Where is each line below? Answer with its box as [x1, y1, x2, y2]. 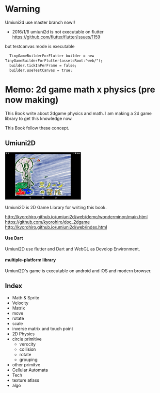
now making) [5, 95, 59, 105]
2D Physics [12, 331, 35, 337]
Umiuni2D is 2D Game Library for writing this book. [5, 204, 107, 210]
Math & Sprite [12, 295, 40, 300]
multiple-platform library [5, 257, 56, 263]
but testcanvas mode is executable [5, 43, 75, 49]
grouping [19, 357, 38, 362]
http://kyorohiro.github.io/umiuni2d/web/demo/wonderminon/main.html [5, 213, 148, 219]
